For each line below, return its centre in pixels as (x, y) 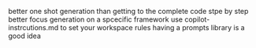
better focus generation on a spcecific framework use (96, 19)
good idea (25, 36)
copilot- (197, 19)
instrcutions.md (33, 27)
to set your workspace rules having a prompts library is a (153, 27)
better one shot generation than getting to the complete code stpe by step (128, 11)
